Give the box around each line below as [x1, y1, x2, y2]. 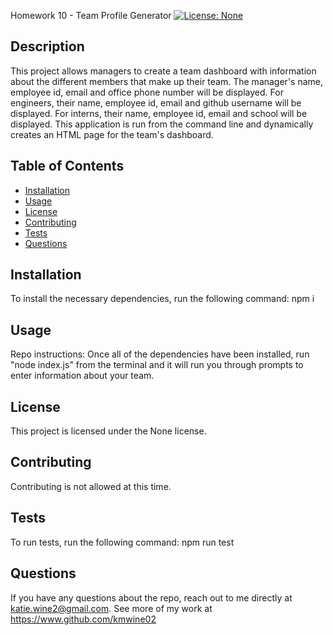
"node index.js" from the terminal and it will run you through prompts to [10, 359, 304, 371]
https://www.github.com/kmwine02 [10, 613, 157, 625]
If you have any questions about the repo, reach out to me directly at [10, 591, 293, 604]
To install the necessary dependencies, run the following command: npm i [10, 293, 315, 305]
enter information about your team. [10, 370, 155, 382]
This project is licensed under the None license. [10, 425, 207, 437]
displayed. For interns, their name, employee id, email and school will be [10, 107, 308, 119]
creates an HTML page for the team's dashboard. [10, 128, 214, 140]
